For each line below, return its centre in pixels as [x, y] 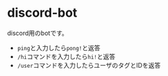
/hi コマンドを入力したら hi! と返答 [66, 56]
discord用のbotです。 [37, 33]
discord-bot [42, 13]
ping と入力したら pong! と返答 [59, 47]
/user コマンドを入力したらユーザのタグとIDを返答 [89, 65]
